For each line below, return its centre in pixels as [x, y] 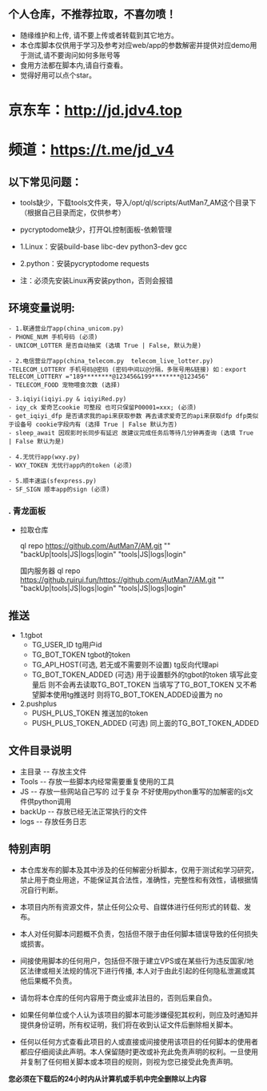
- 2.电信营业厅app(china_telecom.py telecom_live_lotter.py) [111, 361]
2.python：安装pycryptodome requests [84, 263]
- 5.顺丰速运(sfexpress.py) [53, 481]
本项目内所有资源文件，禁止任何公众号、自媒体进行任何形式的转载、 [132, 906]
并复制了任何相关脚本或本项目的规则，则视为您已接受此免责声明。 [128, 1061]
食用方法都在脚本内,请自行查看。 [74, 65]
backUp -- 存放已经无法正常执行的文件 [84, 811]
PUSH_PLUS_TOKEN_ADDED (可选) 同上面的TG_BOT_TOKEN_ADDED [145, 723]
